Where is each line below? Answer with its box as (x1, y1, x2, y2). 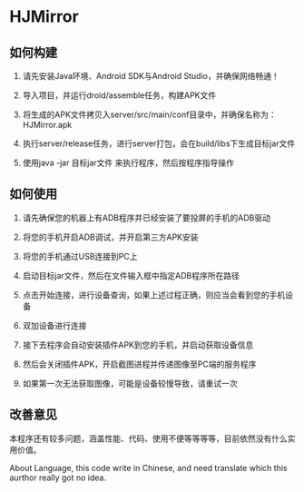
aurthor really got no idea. (9, 472, 107, 483)
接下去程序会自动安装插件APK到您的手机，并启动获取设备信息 (22, 339, 254, 350)
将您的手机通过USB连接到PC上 (22, 251, 138, 261)
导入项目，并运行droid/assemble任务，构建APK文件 (22, 90, 217, 101)
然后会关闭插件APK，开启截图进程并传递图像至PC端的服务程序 (22, 359, 257, 369)
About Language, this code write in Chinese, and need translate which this (9, 462, 288, 473)
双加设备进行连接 (22, 320, 87, 330)
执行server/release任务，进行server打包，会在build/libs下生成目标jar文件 (22, 138, 296, 149)
